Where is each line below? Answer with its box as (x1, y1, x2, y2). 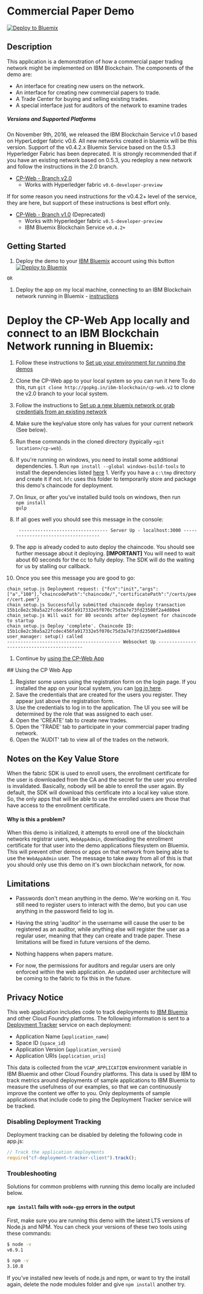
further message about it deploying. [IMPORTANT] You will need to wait (15, 550, 196, 557)
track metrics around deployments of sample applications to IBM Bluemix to (7, 1077, 196, 1084)
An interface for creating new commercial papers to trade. (15, 89, 161, 96)
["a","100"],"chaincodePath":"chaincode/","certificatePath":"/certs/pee (7, 591, 197, 598)
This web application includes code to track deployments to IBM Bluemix (7, 1008, 188, 1016)
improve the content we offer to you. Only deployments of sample (7, 1090, 171, 1097)
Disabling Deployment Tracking (7, 1118, 101, 1126)
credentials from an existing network (15, 408, 108, 415)
